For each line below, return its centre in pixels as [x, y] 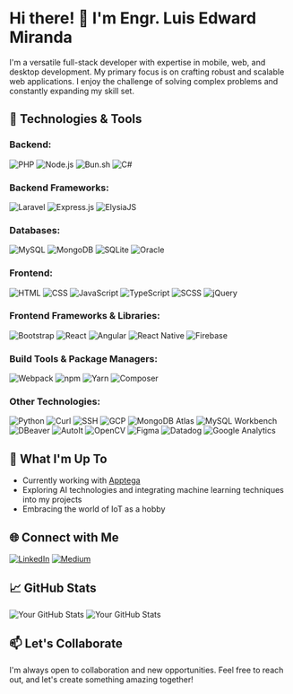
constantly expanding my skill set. [72, 91]
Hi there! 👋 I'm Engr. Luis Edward [133, 18]
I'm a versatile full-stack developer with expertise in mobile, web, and [138, 62]
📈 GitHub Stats [53, 589]
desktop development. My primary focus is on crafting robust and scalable [147, 72]
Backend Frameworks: [59, 188]
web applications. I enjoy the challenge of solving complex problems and [144, 81]
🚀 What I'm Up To [58, 458]
